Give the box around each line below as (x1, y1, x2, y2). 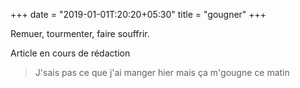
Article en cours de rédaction (10, 47, 131, 59)
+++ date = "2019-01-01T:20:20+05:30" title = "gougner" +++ (10, 9, 267, 20)
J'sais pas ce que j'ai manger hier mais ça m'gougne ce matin (34, 67, 290, 78)
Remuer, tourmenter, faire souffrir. (10, 28, 150, 39)
